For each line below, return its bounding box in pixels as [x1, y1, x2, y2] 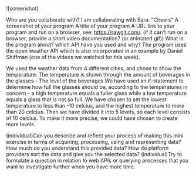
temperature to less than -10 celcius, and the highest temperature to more [6, 102, 185, 109]
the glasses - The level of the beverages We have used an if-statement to [6, 77, 184, 84]
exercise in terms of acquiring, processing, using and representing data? [6, 139, 182, 145]
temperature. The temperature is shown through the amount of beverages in [6, 71, 191, 78]
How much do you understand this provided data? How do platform [6, 144, 169, 151]
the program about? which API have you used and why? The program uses [6, 41, 187, 48]
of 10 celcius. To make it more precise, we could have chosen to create [6, 115, 178, 122]
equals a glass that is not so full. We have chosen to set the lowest [6, 96, 167, 103]
